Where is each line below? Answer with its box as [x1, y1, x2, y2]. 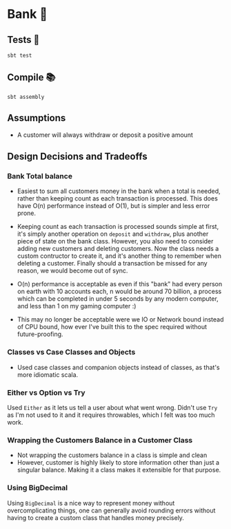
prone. [17, 209, 37, 217]
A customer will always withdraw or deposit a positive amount [17, 131, 193, 139]
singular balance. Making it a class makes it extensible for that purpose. [17, 466, 221, 474]
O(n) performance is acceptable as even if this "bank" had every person [17, 280, 223, 288]
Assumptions [7, 112, 66, 124]
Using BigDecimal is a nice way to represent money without [7, 499, 175, 507]
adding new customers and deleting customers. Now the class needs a [17, 245, 219, 253]
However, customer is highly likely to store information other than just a [17, 458, 219, 467]
